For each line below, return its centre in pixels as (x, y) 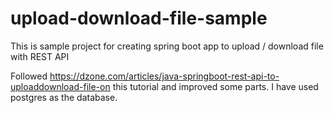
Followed (29, 76)
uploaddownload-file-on (60, 86)
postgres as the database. (64, 97)
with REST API (40, 56)
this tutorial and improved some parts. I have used (215, 86)
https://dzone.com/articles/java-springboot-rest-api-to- (164, 76)
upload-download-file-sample (139, 18)
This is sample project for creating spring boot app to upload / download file (167, 46)
